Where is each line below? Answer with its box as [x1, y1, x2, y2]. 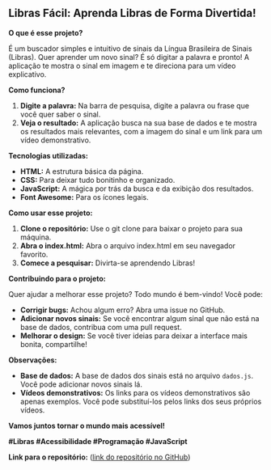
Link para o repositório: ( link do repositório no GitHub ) [8, 452, 191, 462]
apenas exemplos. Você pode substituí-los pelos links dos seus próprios [19, 396, 262, 406]
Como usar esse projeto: [8, 208, 93, 218]
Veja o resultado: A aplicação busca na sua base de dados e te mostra [19, 117, 257, 128]
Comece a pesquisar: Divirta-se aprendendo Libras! [19, 258, 196, 268]
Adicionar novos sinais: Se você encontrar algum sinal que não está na [19, 313, 260, 323]
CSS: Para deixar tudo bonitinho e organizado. [19, 175, 176, 184]
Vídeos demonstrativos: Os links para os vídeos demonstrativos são [19, 387, 251, 397]
